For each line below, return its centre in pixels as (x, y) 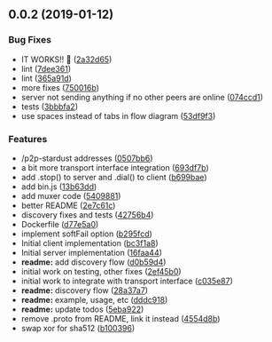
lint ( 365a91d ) (47, 78)
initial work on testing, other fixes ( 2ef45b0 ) (101, 271)
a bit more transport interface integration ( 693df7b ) (115, 167)
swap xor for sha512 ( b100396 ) (78, 328)
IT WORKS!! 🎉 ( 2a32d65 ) (66, 59)
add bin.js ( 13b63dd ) (59, 187)
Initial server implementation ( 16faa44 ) (92, 252)
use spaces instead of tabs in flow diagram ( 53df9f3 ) (118, 115)
